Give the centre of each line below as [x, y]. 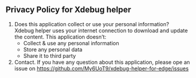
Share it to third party [49, 55]
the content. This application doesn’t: [60, 37]
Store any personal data [53, 49]
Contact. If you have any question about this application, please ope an [102, 62]
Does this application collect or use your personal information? [91, 24]
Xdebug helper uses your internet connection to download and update [101, 30]
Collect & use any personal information [71, 43]
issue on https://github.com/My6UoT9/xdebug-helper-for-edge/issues [102, 68]
